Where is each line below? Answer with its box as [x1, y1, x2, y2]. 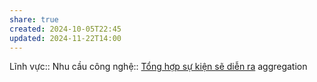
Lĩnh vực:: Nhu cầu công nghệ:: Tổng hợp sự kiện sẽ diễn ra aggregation [9, 61, 308, 73]
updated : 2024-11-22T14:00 [9, 33, 122, 43]
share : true [9, 14, 59, 25]
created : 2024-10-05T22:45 [9, 24, 122, 34]
